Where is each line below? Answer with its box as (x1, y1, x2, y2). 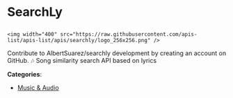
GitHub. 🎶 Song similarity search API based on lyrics (7, 57, 157, 65)
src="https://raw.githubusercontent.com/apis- (60, 31, 198, 38)
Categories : (7, 70, 42, 79)
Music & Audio (17, 84, 59, 92)
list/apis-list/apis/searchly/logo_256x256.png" (7, 37, 151, 44)
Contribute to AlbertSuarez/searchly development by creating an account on (7, 49, 227, 57)
